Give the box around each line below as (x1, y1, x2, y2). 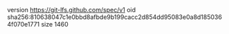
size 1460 (41, 20, 69, 28)
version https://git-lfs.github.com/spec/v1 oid (7, 6, 136, 14)
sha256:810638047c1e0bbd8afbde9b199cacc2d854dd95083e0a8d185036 (7, 13, 223, 21)
